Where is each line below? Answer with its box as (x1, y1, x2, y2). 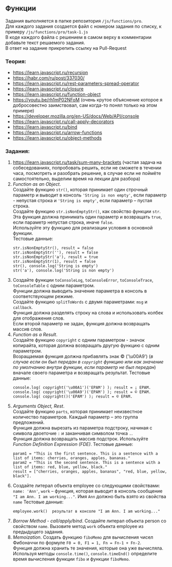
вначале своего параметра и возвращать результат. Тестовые (12, 369, 150, 376)
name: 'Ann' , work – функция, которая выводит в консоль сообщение (12, 488, 163, 494)
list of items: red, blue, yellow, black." (12, 464, 108, 470)
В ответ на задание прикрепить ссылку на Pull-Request (5, 45, 127, 51)
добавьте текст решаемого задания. (5, 40, 86, 46)
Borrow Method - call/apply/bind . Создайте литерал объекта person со (12, 518, 167, 524)
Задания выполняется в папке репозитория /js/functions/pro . (5, 17, 143, 24)
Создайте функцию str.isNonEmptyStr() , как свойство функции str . (12, 208, 161, 214)
